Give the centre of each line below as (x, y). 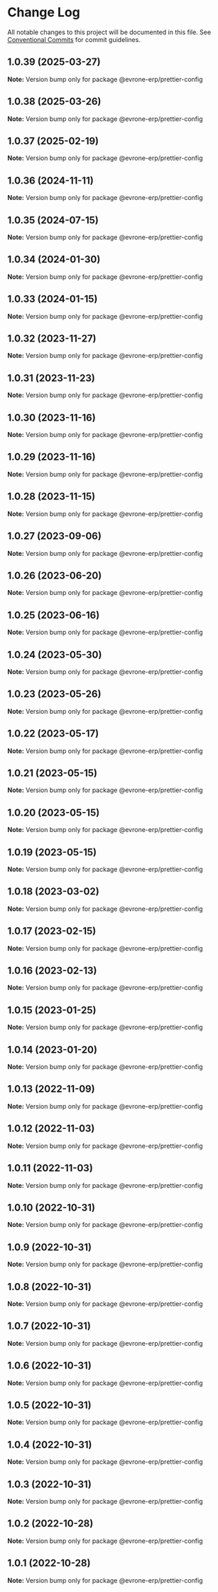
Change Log (44, 12)
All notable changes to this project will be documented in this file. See (109, 32)
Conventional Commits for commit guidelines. (74, 39)
